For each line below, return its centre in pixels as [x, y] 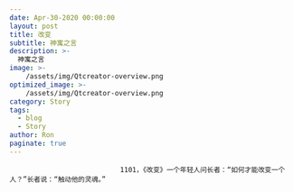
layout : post [34, 26]
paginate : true [38, 143]
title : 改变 [30, 34]
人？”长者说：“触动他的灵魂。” [58, 179]
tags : [19, 110]
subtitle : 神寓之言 [43, 43]
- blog [30, 118]
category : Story [40, 101]
